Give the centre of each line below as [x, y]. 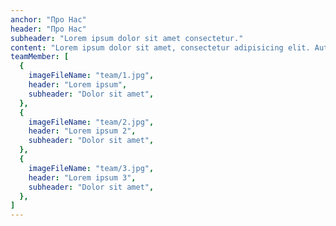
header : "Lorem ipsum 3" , [82, 177]
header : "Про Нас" [48, 29]
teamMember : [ [40, 57]
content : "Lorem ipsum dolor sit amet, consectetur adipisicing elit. [160, 47]
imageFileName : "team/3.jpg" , [91, 168]
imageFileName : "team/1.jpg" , [91, 76]
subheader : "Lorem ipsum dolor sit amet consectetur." [127, 38]
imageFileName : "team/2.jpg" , [91, 122]
